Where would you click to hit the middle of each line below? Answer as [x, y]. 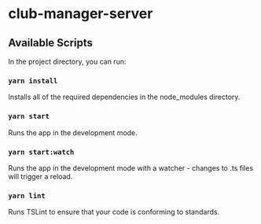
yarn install [33, 81]
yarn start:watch [41, 152]
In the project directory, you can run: [67, 61]
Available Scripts [50, 43]
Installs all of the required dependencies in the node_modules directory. [124, 97]
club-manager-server [81, 14]
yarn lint [27, 196]
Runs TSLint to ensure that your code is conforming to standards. [114, 212]
